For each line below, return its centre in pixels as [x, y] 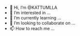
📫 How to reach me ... [32, 28]
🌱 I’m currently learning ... [35, 18]
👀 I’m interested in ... [30, 13]
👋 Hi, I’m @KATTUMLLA [33, 8]
